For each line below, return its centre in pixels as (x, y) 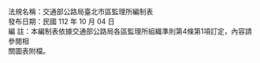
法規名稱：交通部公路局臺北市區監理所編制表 (81, 11)
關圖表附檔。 (29, 51)
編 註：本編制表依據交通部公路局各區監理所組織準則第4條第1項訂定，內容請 (130, 31)
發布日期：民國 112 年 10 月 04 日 (61, 21)
